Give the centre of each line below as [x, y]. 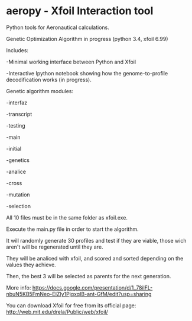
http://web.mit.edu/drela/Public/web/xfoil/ [57, 312]
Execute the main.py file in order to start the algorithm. [72, 229]
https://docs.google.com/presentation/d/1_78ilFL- [92, 287]
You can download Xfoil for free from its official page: [71, 305]
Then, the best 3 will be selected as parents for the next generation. [89, 276]
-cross [14, 183]
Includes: [17, 50]
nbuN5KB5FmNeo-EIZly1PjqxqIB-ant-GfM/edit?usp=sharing [79, 294]
